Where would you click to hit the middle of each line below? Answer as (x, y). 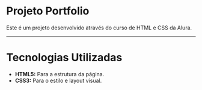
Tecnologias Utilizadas (64, 58)
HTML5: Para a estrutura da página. (60, 74)
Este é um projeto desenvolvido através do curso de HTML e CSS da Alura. (99, 28)
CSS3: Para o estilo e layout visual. (58, 80)
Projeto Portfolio (48, 11)
